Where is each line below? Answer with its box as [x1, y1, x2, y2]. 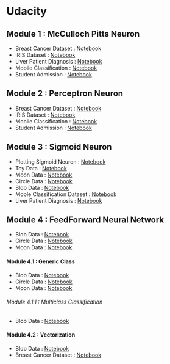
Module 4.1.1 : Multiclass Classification [6, 298, 103, 306]
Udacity [6, 4, 48, 18]
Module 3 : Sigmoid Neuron [6, 142, 112, 152]
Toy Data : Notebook [15, 164, 67, 172]
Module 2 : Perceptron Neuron [6, 89, 124, 99]
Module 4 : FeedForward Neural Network [6, 215, 165, 225]
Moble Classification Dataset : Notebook [15, 191, 117, 198]
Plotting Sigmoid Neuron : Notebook [15, 158, 106, 166]
